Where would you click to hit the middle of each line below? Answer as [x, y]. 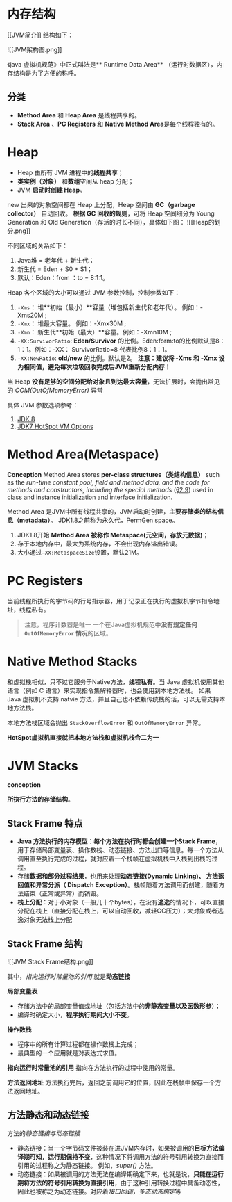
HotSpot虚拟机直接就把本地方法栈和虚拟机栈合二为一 [83, 737]
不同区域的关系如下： [37, 245]
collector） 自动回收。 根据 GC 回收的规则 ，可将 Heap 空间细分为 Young [111, 213]
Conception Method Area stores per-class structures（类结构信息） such [114, 474]
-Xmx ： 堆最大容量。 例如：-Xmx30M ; [72, 323]
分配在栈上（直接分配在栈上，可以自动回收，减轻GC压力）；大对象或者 [117, 911]
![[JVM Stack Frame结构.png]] [50, 962]
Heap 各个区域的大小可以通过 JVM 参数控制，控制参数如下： [94, 292]
